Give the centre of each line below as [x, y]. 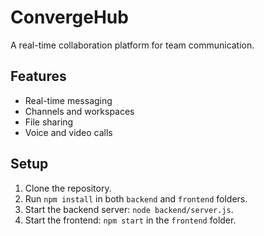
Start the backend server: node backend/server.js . [129, 209]
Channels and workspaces [79, 111]
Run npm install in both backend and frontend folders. [136, 198]
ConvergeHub [69, 17]
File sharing [49, 122]
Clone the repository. [68, 188]
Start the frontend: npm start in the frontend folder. [130, 220]
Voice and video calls [68, 132]
